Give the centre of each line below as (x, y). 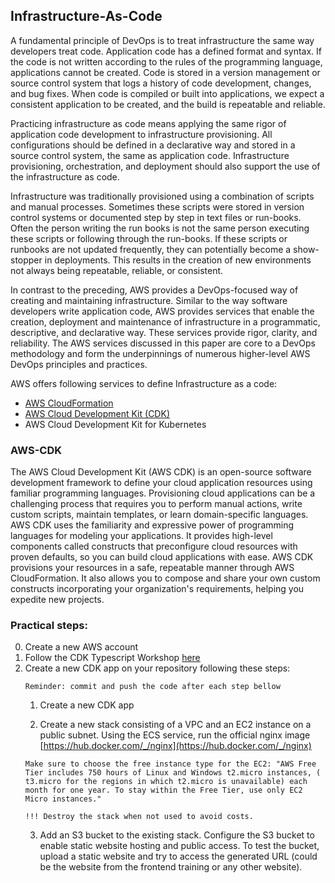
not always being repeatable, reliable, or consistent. (117, 270)
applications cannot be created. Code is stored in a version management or (165, 72)
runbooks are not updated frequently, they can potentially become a (151, 249)
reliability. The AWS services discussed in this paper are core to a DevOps (163, 343)
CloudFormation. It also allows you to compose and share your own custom (165, 578)
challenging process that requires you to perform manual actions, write (156, 504)
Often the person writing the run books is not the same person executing (160, 228)
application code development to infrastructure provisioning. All (141, 134)
